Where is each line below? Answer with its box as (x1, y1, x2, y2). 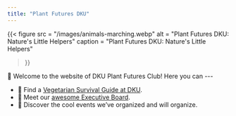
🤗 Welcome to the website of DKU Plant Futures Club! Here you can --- (7, 72, 213, 80)
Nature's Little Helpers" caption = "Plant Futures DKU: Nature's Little (7, 37, 206, 46)
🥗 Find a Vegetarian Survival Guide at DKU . (17, 85, 143, 94)
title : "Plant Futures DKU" (7, 10, 90, 18)
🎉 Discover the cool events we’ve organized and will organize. (17, 100, 198, 109)
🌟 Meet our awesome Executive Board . (17, 93, 130, 101)
